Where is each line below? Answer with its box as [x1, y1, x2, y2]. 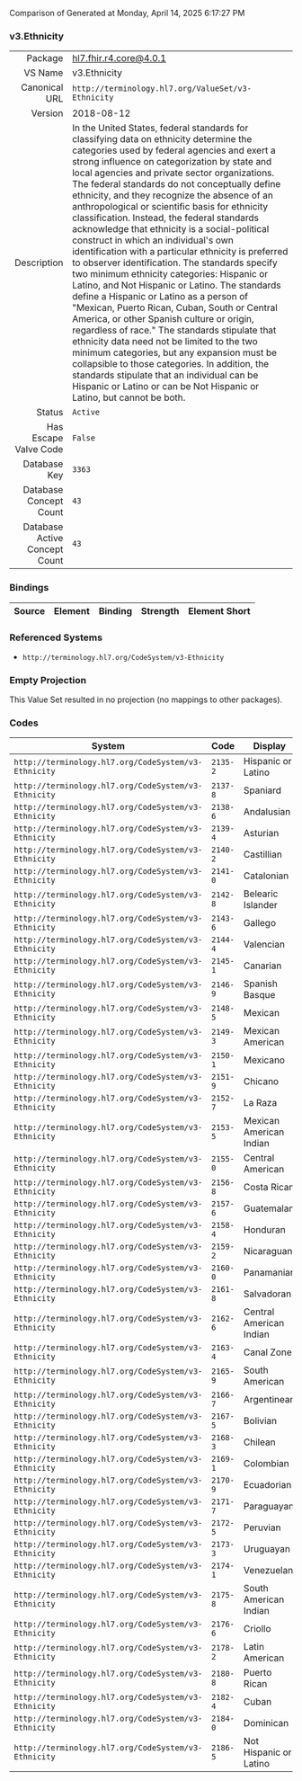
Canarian [243, 959, 282, 972]
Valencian [243, 939, 286, 951]
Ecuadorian [243, 1479, 292, 1492]
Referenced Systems [9, 631, 103, 644]
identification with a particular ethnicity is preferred [71, 245, 289, 258]
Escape [31, 432, 64, 444]
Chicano [243, 1075, 280, 1088]
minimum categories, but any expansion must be [71, 346, 277, 359]
